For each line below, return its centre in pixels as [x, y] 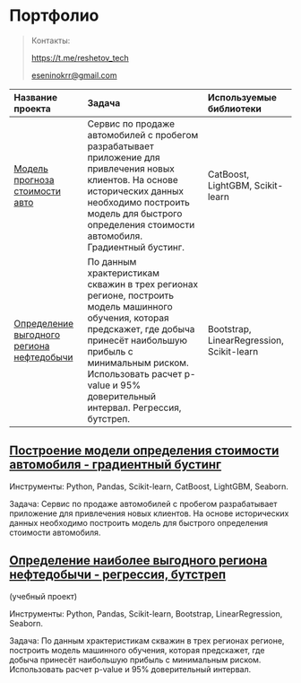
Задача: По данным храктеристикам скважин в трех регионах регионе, [147, 640]
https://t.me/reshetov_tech [80, 57]
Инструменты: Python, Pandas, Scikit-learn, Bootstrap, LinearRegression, [146, 613]
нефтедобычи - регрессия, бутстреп [118, 575]
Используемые [242, 97]
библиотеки [234, 109]
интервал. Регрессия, [134, 407]
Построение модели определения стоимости [144, 451]
